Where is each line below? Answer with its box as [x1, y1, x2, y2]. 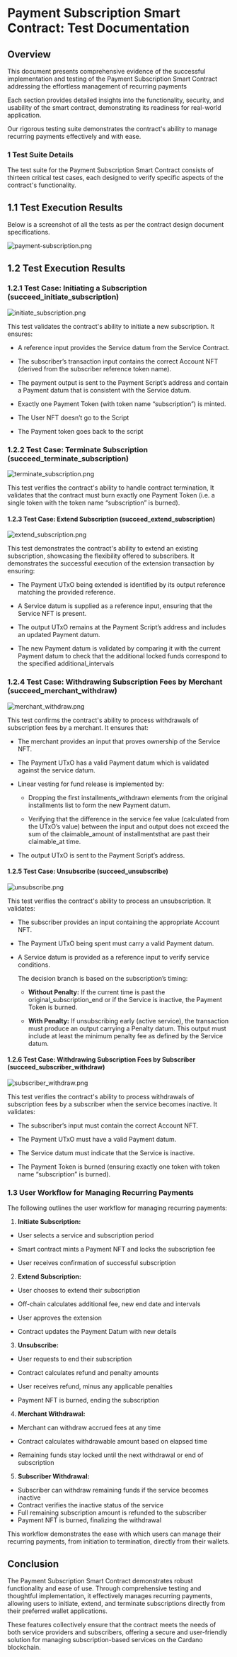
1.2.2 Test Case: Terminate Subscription [7, 444, 149, 454]
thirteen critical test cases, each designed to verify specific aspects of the [7, 174, 224, 182]
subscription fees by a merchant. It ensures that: [7, 723, 149, 731]
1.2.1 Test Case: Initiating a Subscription [7, 283, 147, 293]
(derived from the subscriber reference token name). [17, 364, 172, 373]
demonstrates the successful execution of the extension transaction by [7, 559, 214, 568]
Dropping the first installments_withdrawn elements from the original [28, 793, 229, 802]
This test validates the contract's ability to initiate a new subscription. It [7, 322, 214, 330]
